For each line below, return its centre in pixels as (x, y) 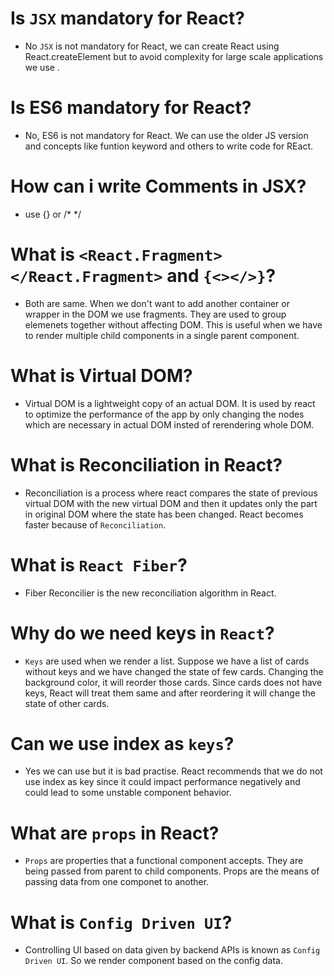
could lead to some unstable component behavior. (128, 793)
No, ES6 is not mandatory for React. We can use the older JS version (166, 135)
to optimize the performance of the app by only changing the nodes (164, 414)
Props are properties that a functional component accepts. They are (164, 861)
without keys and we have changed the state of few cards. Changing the (174, 671)
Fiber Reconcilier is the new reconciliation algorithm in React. (150, 593)
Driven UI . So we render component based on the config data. (154, 961)
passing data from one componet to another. (117, 882)
